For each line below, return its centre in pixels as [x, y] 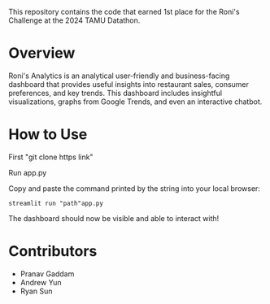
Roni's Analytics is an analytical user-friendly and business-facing [119, 76]
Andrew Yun [41, 282]
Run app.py [28, 172]
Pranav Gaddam [47, 274]
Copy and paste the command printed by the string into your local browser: [134, 188]
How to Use [48, 135]
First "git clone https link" [51, 157]
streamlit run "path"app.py [56, 203]
